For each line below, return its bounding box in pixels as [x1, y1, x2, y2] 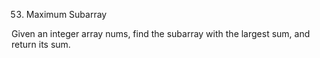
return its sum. [11, 39, 71, 50]
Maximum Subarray [25, 9, 108, 20]
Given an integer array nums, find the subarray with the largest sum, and [11, 28, 311, 39]
